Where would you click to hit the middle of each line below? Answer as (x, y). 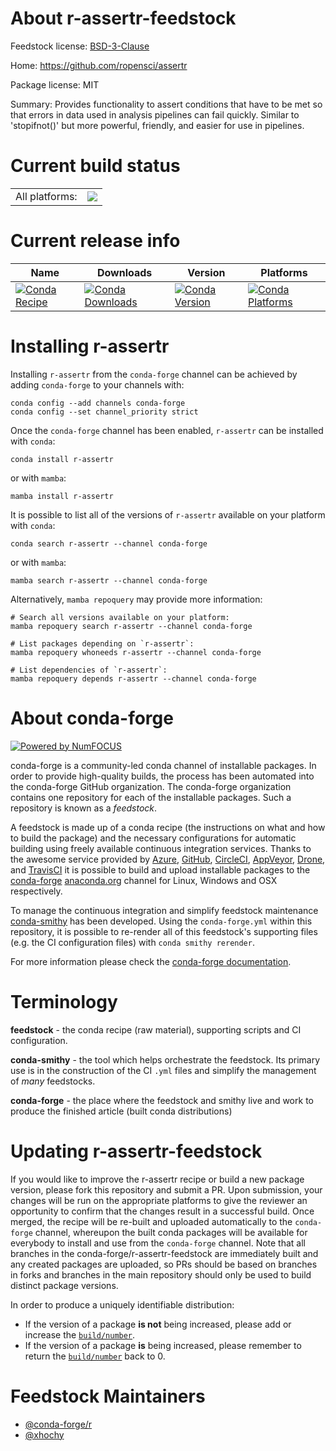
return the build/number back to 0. (95, 1356)
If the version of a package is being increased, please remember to (163, 1345)
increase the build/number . (80, 1334)
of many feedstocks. (53, 1081)
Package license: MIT (55, 84)
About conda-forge (92, 718)
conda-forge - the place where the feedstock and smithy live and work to (162, 1100)
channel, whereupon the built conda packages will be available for (171, 1232)
